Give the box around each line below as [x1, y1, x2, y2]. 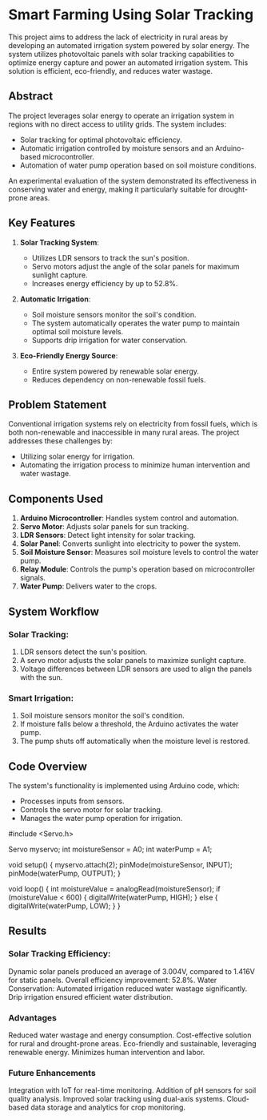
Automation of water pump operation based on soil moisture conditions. [19, 160, 257, 170]
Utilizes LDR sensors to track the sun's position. [31, 253, 189, 262]
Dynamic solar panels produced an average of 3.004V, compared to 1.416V [8, 966, 256, 976]
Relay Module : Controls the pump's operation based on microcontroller [19, 564, 256, 574]
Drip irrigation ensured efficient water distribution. [8, 992, 173, 1001]
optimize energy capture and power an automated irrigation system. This [8, 58, 249, 67]
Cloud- [226, 1094, 250, 1104]
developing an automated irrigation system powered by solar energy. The [8, 40, 250, 50]
